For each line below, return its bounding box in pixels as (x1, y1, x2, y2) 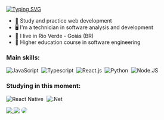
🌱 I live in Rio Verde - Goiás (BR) (14, 33, 94, 39)
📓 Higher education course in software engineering (14, 39, 141, 46)
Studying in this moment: (6, 82, 81, 90)
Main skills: (6, 53, 40, 62)
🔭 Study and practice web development (14, 17, 112, 24)
